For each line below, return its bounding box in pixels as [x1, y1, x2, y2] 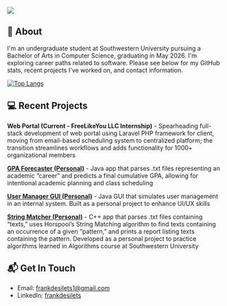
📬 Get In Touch [7, 263, 76, 274]
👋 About [7, 26, 43, 38]
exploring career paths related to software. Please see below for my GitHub [7, 58, 221, 67]
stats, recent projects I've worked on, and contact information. [7, 66, 184, 74]
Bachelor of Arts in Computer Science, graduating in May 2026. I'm [7, 51, 198, 60]
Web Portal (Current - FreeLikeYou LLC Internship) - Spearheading [7, 121, 199, 130]
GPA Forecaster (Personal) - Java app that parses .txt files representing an [7, 164, 221, 172]
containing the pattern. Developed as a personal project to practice [7, 234, 197, 243]
